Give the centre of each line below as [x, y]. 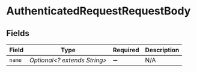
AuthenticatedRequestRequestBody [98, 11]
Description [162, 50]
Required [126, 50]
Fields [18, 33]
